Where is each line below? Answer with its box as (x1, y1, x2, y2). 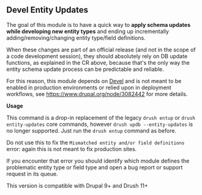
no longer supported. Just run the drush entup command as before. (6, 127, 176, 134)
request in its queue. (6, 170, 58, 177)
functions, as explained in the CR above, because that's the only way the (6, 59, 190, 66)
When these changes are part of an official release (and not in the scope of (6, 46, 196, 53)
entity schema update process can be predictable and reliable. (6, 65, 164, 73)
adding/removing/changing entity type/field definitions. (6, 34, 146, 42)
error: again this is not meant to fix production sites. (6, 145, 137, 152)
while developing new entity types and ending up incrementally (6, 28, 170, 35)
